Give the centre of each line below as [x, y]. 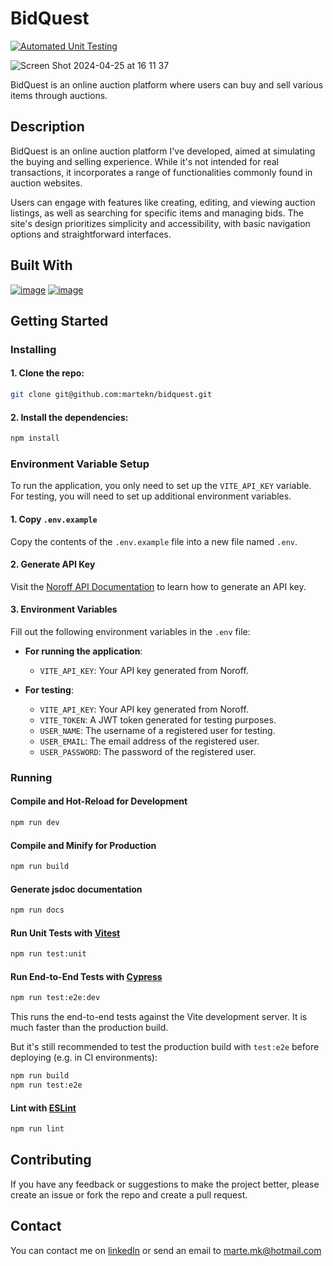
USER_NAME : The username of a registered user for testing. [157, 730]
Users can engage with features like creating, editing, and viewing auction [163, 202]
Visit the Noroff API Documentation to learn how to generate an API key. [158, 586]
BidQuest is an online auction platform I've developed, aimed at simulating [163, 151]
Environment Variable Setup [80, 464]
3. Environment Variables [64, 609]
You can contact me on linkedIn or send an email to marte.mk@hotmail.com [166, 1250]
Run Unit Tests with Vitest [65, 933]
